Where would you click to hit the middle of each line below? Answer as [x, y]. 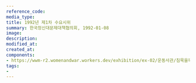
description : [22, 39]
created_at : [20, 50]
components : [20, 55]
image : [14, 33]
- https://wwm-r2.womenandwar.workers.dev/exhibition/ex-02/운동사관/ [91, 60]
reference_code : [26, 11]
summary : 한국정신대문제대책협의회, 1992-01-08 [57, 28]
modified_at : [22, 44]
